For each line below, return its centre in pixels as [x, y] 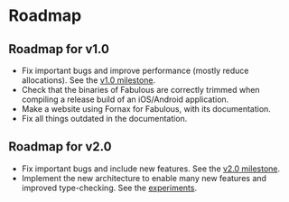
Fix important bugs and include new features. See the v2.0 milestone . [151, 169]
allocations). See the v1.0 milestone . [89, 80]
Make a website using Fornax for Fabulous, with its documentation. [146, 109]
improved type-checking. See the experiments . [109, 188]
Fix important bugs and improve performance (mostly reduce [135, 70]
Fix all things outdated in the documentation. [104, 119]
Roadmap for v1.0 [59, 49]
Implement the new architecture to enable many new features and [144, 178]
